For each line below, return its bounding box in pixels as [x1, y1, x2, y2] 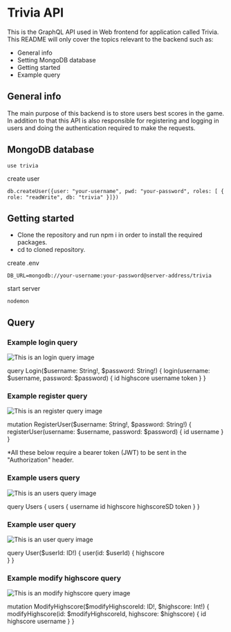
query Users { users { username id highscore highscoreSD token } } [7, 502, 201, 510]
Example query [17, 71, 61, 79]
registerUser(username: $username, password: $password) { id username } [7, 428, 224, 436]
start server [7, 285, 40, 293]
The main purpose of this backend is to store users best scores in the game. [7, 109, 225, 117]
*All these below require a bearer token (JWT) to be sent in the [7, 449, 187, 457]
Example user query [7, 519, 76, 529]
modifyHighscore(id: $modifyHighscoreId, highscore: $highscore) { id [7, 610, 206, 618]
